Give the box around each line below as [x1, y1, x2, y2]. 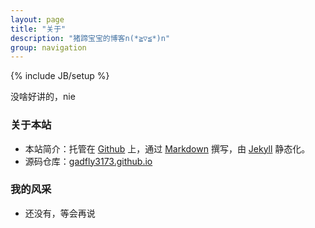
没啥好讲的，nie [10, 91, 76, 103]
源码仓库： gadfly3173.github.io [24, 155, 153, 167]
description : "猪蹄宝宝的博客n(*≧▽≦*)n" [10, 33, 171, 43]
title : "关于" [10, 24, 67, 34]
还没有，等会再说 [24, 207, 96, 219]
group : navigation [10, 42, 87, 53]
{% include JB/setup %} [10, 70, 110, 82]
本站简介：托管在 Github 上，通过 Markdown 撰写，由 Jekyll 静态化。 [24, 142, 311, 155]
